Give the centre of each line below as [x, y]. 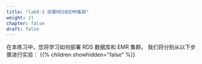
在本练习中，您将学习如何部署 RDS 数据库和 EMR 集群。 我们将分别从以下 [98, 47]
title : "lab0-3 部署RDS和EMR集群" [48, 12]
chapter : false [26, 23]
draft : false [23, 29]
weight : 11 [20, 18]
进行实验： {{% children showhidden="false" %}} [73, 55]
